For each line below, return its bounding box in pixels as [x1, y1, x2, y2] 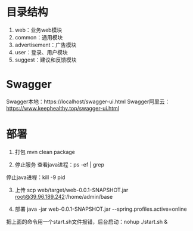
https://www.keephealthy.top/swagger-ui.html [6, 104, 120, 112]
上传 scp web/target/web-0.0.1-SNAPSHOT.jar [14, 186, 129, 193]
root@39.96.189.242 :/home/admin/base [14, 193, 113, 200]
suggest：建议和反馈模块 [14, 56, 77, 63]
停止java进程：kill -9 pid [6, 174, 66, 181]
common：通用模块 [14, 33, 63, 41]
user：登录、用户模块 [14, 48, 68, 56]
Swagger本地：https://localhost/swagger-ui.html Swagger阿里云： [6, 98, 170, 105]
